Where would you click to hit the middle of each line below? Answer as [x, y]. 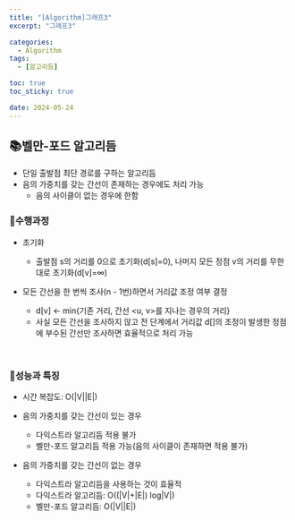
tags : [19, 59]
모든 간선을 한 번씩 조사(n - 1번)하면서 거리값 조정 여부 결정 [125, 291]
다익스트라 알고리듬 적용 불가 [86, 435]
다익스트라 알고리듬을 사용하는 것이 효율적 [109, 484]
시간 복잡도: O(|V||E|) [60, 397]
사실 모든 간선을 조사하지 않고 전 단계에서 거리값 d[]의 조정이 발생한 [153, 321]
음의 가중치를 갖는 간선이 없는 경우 [82, 465]
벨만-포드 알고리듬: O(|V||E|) [86, 507]
